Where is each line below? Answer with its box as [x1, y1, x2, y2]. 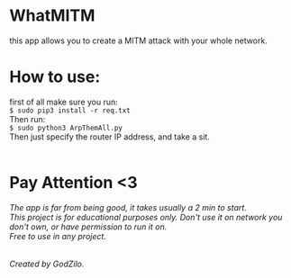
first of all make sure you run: [9, 96, 119, 107]
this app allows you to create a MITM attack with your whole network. [9, 35, 268, 46]
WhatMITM [9, 5, 95, 26]
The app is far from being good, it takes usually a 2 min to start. [9, 202, 248, 212]
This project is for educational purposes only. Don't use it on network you [9, 211, 283, 222]
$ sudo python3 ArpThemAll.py [9, 123, 123, 132]
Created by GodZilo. [9, 258, 85, 270]
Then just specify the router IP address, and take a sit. [9, 131, 210, 142]
